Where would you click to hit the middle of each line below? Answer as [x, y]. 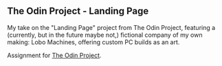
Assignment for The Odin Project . [54, 55]
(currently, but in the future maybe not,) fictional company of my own [105, 35]
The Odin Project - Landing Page [78, 11]
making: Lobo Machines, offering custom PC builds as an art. [93, 42]
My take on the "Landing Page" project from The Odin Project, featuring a [111, 27]
